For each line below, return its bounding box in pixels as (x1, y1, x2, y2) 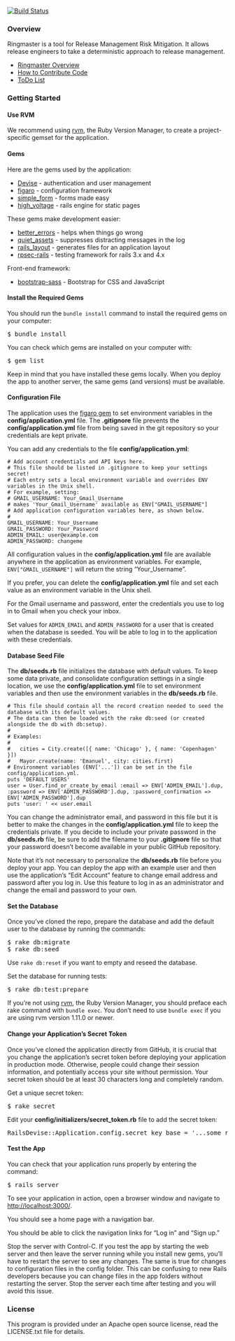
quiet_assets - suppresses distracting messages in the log (17, 235, 185, 244)
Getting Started (7, 93, 61, 103)
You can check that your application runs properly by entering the (7, 1160, 197, 1168)
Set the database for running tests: (7, 972, 108, 981)
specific (7, 134, 31, 142)
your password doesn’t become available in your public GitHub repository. (7, 843, 221, 851)
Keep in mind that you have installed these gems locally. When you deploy (7, 369, 221, 378)
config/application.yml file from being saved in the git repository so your (7, 424, 219, 432)
